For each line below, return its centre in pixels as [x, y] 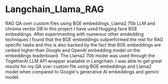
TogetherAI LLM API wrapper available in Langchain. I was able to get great [83, 61]
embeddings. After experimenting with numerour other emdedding [75, 34]
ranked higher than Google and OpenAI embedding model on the [73, 50]
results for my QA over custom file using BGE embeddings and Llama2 [78, 66]
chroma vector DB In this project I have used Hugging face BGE [71, 28]
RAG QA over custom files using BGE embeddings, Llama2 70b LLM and [80, 23]
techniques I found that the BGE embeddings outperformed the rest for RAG [84, 39]
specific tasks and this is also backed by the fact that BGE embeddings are [83, 45]
